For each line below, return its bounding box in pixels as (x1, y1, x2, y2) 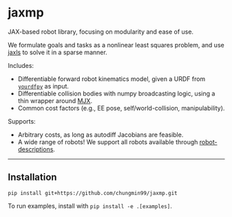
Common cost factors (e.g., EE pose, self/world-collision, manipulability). (17, 104, 225, 112)
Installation (8, 172, 57, 183)
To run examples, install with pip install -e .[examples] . (8, 201, 173, 210)
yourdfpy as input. (17, 82, 70, 90)
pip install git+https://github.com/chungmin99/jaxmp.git (8, 190, 178, 196)
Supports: (8, 117, 36, 125)
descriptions (17, 145, 54, 153)
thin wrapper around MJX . (17, 96, 92, 104)
